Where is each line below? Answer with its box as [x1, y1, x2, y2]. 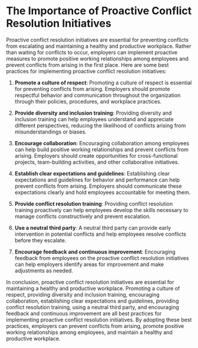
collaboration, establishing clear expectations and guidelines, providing [6, 297, 179, 304]
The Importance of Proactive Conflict [6, 4, 192, 18]
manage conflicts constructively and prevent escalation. [14, 213, 151, 220]
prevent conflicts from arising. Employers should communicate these [14, 182, 182, 190]
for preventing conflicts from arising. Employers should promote [14, 85, 170, 92]
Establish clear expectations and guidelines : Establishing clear [14, 170, 170, 177]
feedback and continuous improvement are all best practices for [6, 310, 162, 317]
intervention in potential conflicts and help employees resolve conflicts [14, 230, 187, 238]
